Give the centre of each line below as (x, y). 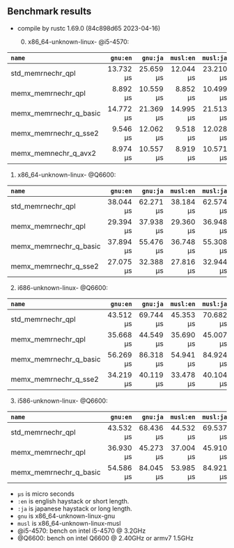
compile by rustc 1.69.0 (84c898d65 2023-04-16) (89, 28)
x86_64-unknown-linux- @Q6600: (67, 175)
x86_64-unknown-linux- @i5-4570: (78, 42)
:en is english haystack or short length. (73, 501)
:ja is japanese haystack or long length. (75, 508)
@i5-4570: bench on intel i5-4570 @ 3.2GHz (81, 531)
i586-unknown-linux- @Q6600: (62, 401)
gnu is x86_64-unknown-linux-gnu (66, 516)
